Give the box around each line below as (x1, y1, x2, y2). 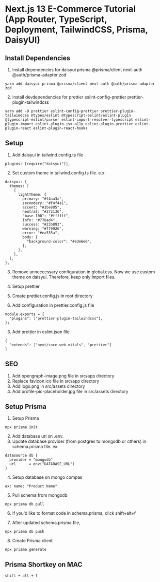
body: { (22, 235, 38, 240)
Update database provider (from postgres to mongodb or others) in (12, 438, 146, 444)
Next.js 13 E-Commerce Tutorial (5, 3, 136, 15)
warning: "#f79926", (22, 226, 64, 231)
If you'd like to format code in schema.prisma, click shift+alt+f (12, 510, 136, 516)
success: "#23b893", (22, 222, 64, 227)
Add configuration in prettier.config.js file (12, 302, 95, 308)
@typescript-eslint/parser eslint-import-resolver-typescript (5, 117, 133, 122)
